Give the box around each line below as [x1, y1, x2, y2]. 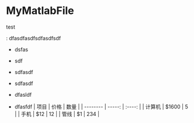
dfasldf [14, 91, 32, 98]
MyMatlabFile [6, 4, 74, 17]
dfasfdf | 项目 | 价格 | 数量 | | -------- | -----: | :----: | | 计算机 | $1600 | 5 [14, 103, 188, 110]
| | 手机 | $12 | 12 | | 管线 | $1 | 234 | [14, 110, 100, 117]
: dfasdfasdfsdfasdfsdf [6, 34, 61, 41]
